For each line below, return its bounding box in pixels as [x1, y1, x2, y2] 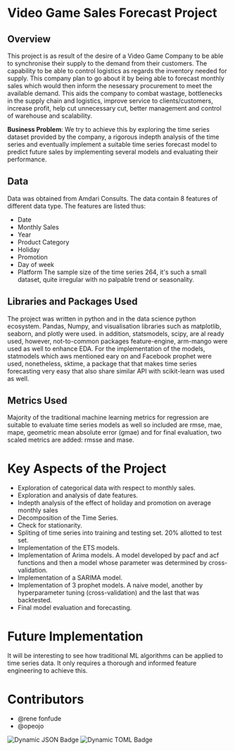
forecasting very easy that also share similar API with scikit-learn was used [7, 366, 225, 375]
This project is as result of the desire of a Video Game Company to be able [7, 51, 224, 60]
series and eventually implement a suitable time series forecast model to [7, 140, 217, 149]
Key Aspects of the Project [7, 460, 167, 476]
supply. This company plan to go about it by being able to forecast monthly [7, 74, 224, 82]
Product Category [17, 237, 70, 246]
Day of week [17, 260, 55, 268]
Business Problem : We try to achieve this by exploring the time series [7, 125, 210, 133]
